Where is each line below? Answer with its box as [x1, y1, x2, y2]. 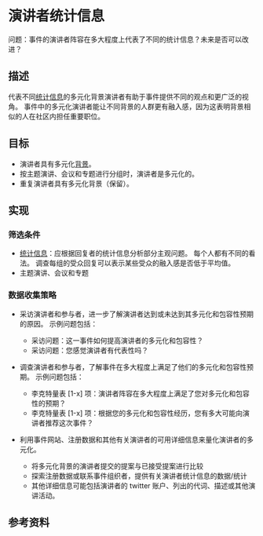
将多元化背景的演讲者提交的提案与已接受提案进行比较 [31, 461, 204, 471]
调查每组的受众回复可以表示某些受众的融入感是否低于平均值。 [35, 258, 236, 268]
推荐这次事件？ [45, 417, 94, 428]
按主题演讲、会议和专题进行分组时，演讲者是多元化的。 [19, 169, 199, 178]
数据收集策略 [8, 290, 57, 301]
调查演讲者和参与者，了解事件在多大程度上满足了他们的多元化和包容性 [19, 362, 247, 371]
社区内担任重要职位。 [35, 111, 104, 121]
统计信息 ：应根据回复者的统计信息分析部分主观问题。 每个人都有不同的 [19, 249, 249, 258]
